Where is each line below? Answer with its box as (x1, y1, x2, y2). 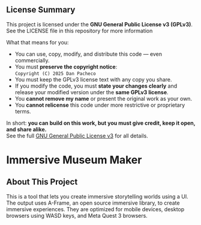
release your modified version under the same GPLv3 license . (14, 88, 169, 95)
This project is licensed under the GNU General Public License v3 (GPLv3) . (6, 20, 193, 28)
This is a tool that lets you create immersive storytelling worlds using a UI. (6, 193, 189, 200)
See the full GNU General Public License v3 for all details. (6, 132, 148, 139)
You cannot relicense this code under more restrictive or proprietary (14, 101, 185, 109)
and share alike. (6, 125, 47, 133)
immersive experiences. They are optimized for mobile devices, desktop (6, 205, 185, 212)
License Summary (6, 5, 76, 15)
